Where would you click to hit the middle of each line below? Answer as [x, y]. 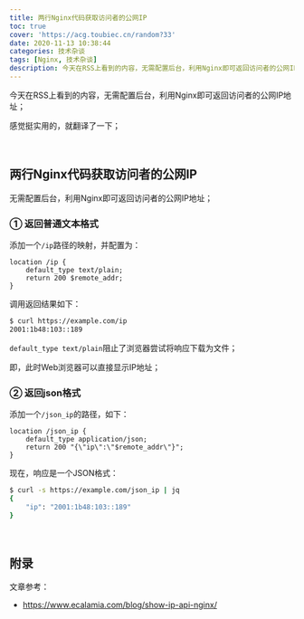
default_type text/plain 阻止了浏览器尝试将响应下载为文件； [123, 348]
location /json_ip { [48, 432]
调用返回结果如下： [45, 303]
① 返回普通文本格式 [54, 224]
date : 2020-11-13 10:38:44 [60, 43]
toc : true [28, 26]
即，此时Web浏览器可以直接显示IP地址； [85, 367]
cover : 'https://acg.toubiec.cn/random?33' [93, 34]
